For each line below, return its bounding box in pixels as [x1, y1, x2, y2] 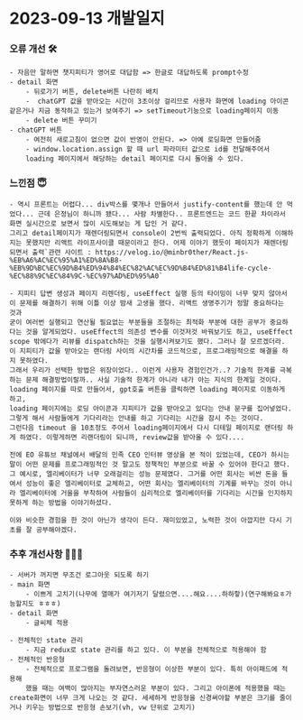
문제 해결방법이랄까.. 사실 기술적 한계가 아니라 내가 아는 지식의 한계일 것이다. [25, 375, 282, 384]
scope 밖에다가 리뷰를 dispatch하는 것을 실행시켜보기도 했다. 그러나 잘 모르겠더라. [9, 337, 286, 346]
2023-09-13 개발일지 [9, 8, 165, 29]
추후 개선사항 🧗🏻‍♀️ [9, 548, 84, 560]
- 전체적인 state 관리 [9, 636, 84, 645]
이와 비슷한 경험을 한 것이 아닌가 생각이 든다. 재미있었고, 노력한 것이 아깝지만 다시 [9, 515, 282, 524]
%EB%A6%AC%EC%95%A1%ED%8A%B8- [9, 255, 124, 264]
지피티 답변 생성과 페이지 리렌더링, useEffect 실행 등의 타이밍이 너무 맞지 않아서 [17, 289, 288, 298]
